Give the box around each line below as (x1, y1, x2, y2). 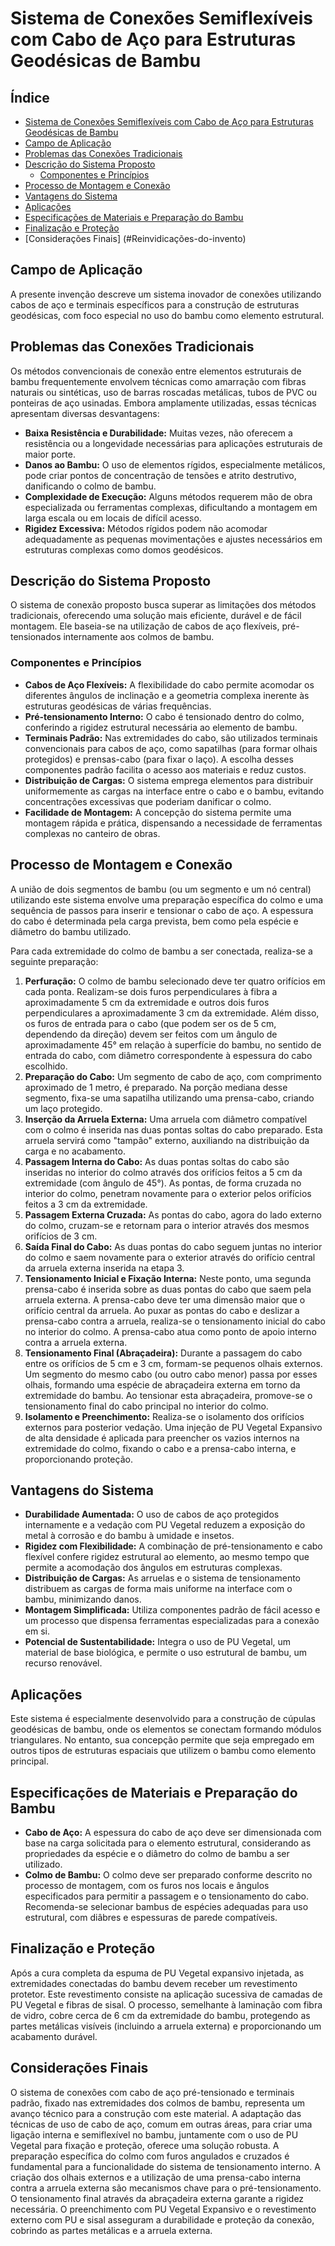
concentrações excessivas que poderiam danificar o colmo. (24, 795, 272, 807)
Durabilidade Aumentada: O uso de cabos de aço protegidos (24, 1508, 280, 1521)
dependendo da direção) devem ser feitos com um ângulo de (24, 1028, 278, 1040)
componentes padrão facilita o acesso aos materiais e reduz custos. (24, 763, 307, 776)
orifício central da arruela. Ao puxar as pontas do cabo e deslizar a (24, 1304, 300, 1316)
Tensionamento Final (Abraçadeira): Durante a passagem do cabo (24, 1347, 303, 1359)
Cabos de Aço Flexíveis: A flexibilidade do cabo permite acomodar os (24, 678, 315, 691)
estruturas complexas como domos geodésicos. (24, 543, 224, 556)
